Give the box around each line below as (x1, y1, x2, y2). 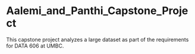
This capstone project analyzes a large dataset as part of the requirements (6, 36, 189, 43)
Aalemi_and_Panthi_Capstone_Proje (6, 4, 188, 18)
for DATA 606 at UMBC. (6, 42, 64, 49)
